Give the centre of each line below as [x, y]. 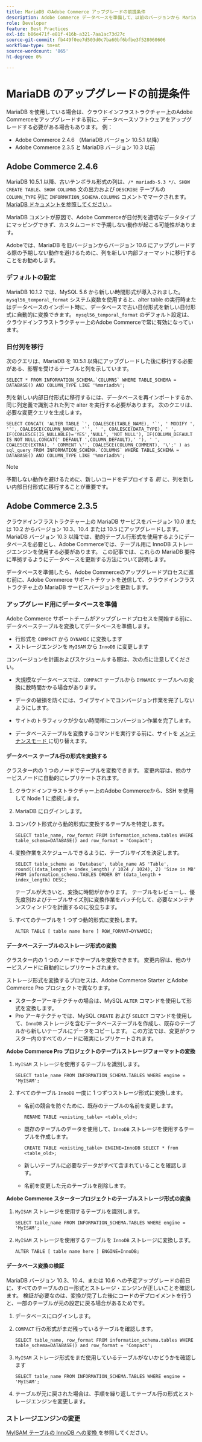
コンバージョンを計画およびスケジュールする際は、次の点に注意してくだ [96, 660]
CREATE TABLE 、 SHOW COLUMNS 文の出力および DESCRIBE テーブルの [86, 189]
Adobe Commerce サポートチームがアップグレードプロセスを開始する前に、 [101, 619]
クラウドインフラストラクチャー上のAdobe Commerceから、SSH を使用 [104, 791]
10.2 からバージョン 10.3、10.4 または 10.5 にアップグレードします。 [97, 529]
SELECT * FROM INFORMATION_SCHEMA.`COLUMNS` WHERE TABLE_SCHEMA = [91, 380]
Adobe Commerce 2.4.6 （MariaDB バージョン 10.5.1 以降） [89, 140]
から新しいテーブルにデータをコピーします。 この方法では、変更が [103, 1031]
